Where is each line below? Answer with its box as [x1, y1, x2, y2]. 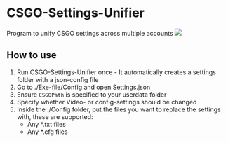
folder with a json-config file [16, 75, 99, 83]
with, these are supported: [16, 112, 93, 121]
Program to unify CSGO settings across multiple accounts [6, 29, 173, 37]
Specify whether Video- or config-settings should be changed [16, 97, 197, 106]
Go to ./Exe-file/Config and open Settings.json [16, 83, 151, 91]
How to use [6, 49, 57, 61]
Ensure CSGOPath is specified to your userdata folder [16, 90, 167, 99]
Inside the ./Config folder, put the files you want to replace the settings [16, 105, 222, 114]
